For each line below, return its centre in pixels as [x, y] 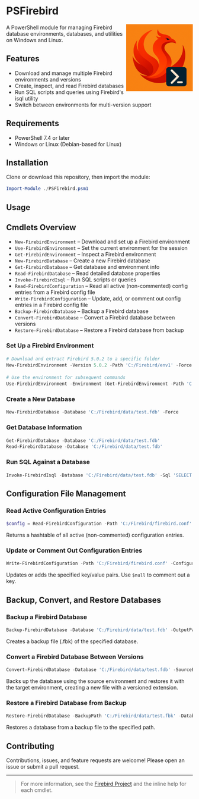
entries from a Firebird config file [55, 292]
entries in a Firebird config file [51, 305]
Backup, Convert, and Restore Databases [84, 600]
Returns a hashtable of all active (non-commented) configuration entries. [95, 535]
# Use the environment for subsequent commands [66, 378]
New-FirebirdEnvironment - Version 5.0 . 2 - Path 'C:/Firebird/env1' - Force [99, 365]
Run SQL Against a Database [48, 462]
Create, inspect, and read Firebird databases [69, 86]
